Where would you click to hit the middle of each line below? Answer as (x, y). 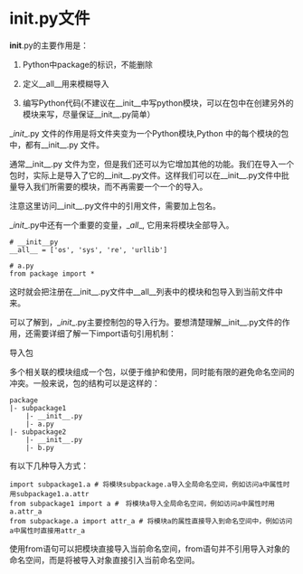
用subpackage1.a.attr (49, 494)
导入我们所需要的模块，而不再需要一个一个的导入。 (112, 186)
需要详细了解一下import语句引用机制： (104, 333)
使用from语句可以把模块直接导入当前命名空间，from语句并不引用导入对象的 (150, 549)
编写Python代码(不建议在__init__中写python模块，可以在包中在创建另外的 (158, 103)
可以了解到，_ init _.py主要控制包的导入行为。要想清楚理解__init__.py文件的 (146, 322)
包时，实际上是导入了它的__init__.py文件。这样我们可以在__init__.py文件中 (146, 175)
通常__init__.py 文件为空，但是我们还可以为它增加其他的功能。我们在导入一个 (152, 164)
